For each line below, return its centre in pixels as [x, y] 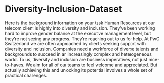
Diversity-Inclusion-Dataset [64, 9]
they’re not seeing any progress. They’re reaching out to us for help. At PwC [82, 39]
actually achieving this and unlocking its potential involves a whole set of [79, 70]
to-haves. [15, 65]
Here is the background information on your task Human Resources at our [80, 23]
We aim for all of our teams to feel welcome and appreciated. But [91, 65]
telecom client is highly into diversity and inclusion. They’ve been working [80, 28]
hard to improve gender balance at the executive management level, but [78, 33]
